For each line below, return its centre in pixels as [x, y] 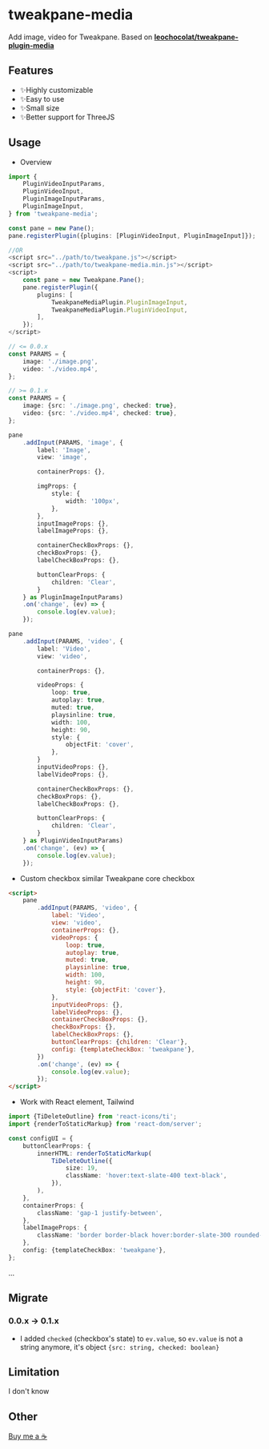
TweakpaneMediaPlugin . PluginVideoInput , [119, 310]
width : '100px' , [92, 501]
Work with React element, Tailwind [77, 1102]
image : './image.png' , [60, 361]
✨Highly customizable [56, 90]
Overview [36, 162]
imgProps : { [57, 486]
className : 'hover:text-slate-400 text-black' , [146, 1176]
